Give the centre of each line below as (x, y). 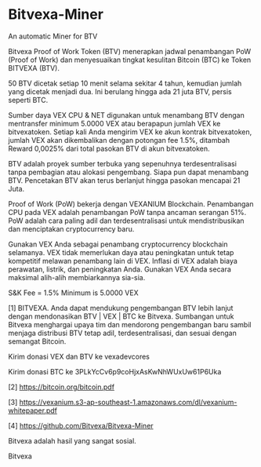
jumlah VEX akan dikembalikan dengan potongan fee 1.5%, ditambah (119, 140)
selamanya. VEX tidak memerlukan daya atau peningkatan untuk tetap (121, 252)
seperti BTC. (28, 100)
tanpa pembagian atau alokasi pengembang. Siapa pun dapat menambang (129, 172)
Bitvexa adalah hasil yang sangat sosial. (72, 440)
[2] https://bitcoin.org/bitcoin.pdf (62, 387)
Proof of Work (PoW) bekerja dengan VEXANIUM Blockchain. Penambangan (131, 204)
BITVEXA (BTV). (34, 67)
